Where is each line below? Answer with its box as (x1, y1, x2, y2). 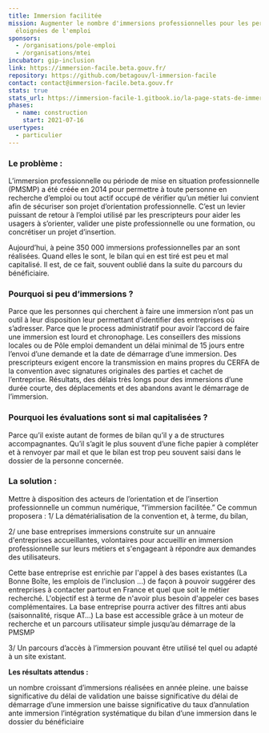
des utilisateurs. (8, 552, 61, 562)
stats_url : (8, 94, 45, 102)
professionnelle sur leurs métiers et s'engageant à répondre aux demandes (8, 544, 256, 553)
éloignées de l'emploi (15, 26, 91, 35)
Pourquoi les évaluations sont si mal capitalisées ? (8, 412, 208, 423)
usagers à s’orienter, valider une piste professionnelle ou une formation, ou (8, 218, 255, 228)
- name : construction (15, 109, 88, 117)
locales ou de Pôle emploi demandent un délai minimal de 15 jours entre (8, 340, 245, 350)
